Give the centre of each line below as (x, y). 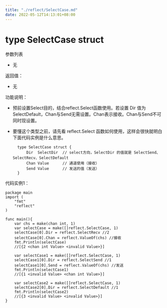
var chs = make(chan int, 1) (45, 224)
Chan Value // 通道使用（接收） (63, 163)
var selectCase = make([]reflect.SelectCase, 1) (66, 228)
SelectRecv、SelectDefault (41, 158)
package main (19, 193)
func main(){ (19, 219)
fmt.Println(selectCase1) (42, 270)
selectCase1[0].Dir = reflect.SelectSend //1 (63, 260)
